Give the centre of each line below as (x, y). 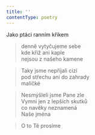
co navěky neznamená (49, 107)
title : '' (19, 12)
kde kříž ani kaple (43, 52)
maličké (31, 83)
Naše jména (36, 114)
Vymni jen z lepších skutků (54, 101)
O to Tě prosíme (41, 125)
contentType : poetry (32, 17)
